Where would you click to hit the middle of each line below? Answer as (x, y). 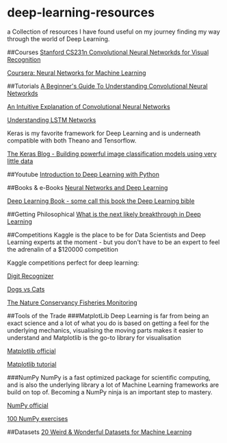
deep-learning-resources (81, 13)
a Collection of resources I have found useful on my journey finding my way (113, 32)
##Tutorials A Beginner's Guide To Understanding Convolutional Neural (107, 86)
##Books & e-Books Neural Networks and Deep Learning (88, 187)
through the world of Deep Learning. (58, 38)
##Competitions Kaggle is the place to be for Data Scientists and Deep (107, 235)
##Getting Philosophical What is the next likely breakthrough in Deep (104, 214)
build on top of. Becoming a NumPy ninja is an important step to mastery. (110, 392)
